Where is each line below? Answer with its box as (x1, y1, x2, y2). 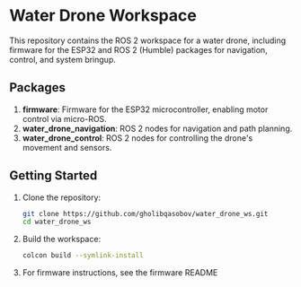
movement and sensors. (22, 142, 112, 152)
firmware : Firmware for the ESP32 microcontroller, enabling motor (22, 104, 269, 115)
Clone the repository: (22, 192, 102, 203)
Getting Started (9, 168, 98, 184)
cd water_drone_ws (22, 217, 92, 227)
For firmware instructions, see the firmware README (22, 267, 218, 278)
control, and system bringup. (9, 54, 117, 65)
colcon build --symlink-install (22, 251, 144, 260)
